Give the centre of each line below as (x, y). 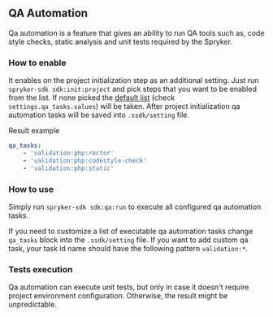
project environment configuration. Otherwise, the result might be (118, 296)
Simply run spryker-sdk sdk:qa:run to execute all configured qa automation (135, 206)
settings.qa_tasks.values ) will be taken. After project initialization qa (124, 106)
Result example (34, 131)
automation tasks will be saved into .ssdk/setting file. (99, 115)
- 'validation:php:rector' (69, 153)
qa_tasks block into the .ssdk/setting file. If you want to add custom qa (128, 240)
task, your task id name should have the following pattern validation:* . (128, 248)
